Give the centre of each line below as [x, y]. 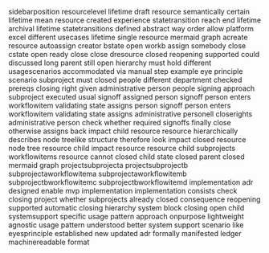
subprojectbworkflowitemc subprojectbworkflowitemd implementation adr [131, 182]
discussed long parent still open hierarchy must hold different [110, 63]
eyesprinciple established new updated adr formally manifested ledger [125, 233]
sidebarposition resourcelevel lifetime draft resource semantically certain [129, 12]
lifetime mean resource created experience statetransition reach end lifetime [135, 20]
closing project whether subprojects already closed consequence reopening [134, 199]
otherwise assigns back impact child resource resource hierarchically [123, 131]
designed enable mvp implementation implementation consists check [123, 191]
